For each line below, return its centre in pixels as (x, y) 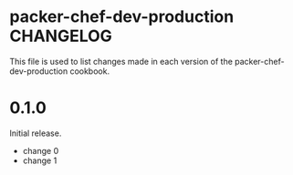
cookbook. (90, 71)
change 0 (41, 150)
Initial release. (36, 133)
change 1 (40, 160)
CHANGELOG (61, 36)
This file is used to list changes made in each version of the (121, 61)
